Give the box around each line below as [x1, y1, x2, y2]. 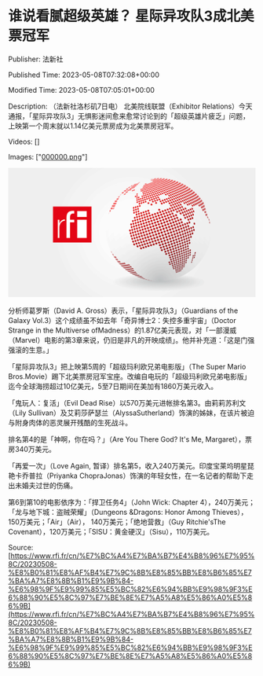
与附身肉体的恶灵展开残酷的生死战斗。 [8, 418, 132, 428]
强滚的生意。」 [8, 345, 53, 355]
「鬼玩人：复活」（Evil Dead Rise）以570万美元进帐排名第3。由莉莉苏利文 [8, 399, 247, 408]
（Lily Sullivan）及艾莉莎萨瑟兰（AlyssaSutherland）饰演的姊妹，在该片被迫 [8, 408, 255, 417]
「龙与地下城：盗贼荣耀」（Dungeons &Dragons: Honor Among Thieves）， [8, 508, 248, 517]
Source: [8, 543, 34, 553]
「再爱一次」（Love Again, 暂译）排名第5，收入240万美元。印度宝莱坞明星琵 [8, 461, 254, 471]
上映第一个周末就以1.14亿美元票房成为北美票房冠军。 [8, 121, 178, 130]
